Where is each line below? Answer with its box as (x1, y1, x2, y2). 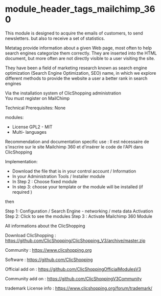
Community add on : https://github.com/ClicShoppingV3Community (5, 275, 142, 281)
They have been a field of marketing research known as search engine (5, 65, 148, 71)
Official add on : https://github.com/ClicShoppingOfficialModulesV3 (5, 266, 141, 272)
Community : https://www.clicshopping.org (5, 247, 92, 253)
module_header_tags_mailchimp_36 (5, 3, 156, 15)
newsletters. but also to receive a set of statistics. (5, 35, 105, 41)
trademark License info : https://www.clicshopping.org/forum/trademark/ (5, 285, 153, 291)
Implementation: (5, 158, 38, 164)
